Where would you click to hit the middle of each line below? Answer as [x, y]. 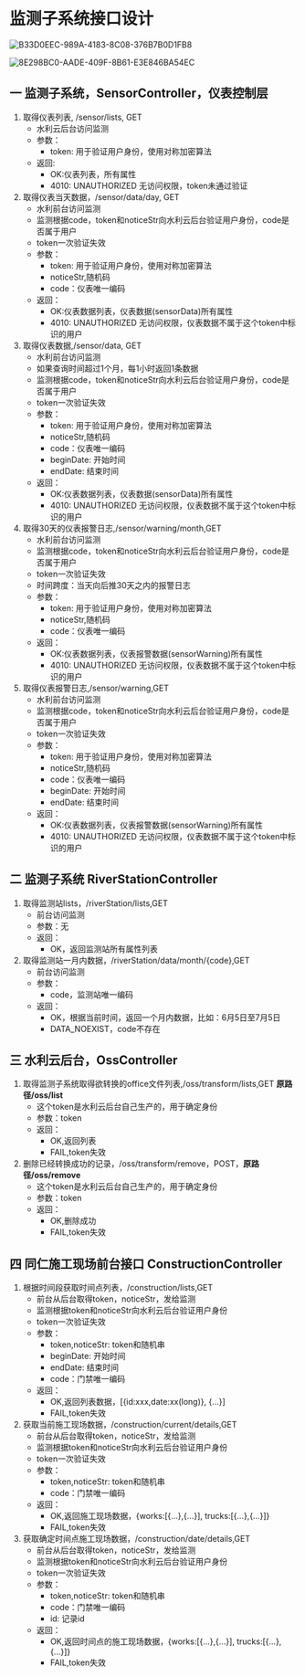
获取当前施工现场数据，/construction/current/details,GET [130, 1425]
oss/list [49, 1095]
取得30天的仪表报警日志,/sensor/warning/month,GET [122, 528]
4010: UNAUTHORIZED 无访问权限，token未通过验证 [149, 185]
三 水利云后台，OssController [94, 1060]
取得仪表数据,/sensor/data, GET [82, 345]
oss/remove [58, 1176]
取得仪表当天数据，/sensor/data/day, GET [101, 196]
